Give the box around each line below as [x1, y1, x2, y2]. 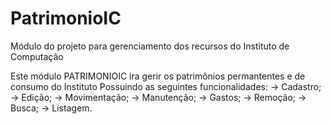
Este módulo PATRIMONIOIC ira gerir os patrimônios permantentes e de [10, 70, 306, 82]
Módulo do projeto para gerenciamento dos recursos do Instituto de [10, 40, 290, 52]
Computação [10, 50, 64, 62]
